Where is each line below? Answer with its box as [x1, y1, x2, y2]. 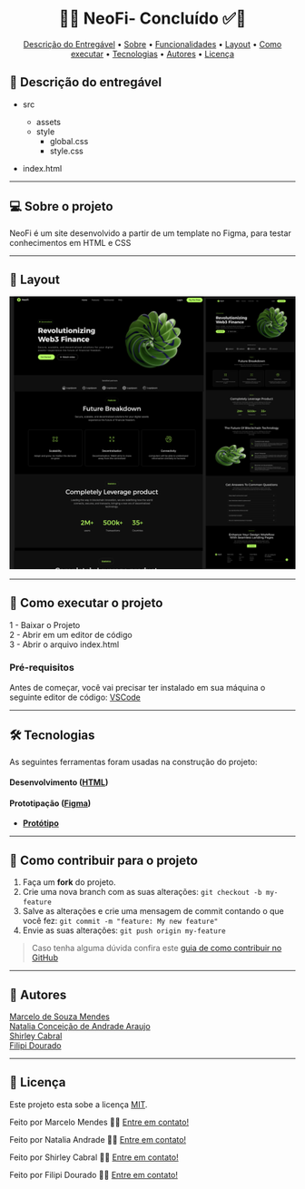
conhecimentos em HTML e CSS [9, 237, 132, 248]
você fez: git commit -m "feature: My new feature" [22, 916, 219, 927]
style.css [49, 145, 84, 156]
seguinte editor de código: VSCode [9, 692, 141, 703]
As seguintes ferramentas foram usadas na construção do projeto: [9, 756, 258, 767]
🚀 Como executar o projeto [9, 595, 163, 611]
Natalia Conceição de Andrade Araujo [9, 1021, 152, 1032]
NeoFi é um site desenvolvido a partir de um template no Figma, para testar [9, 227, 292, 239]
